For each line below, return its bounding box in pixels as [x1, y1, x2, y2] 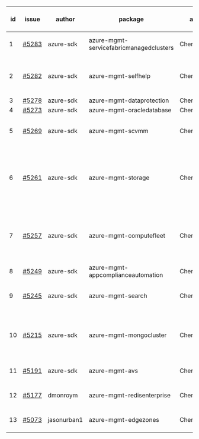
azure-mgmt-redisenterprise [88, 391, 171, 399]
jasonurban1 [47, 416, 84, 424]
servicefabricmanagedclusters [88, 44, 174, 52]
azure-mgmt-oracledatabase [88, 106, 172, 114]
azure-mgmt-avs [88, 367, 138, 375]
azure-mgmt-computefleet [88, 232, 166, 239]
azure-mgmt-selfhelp [88, 72, 151, 80]
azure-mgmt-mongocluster [88, 331, 167, 339]
